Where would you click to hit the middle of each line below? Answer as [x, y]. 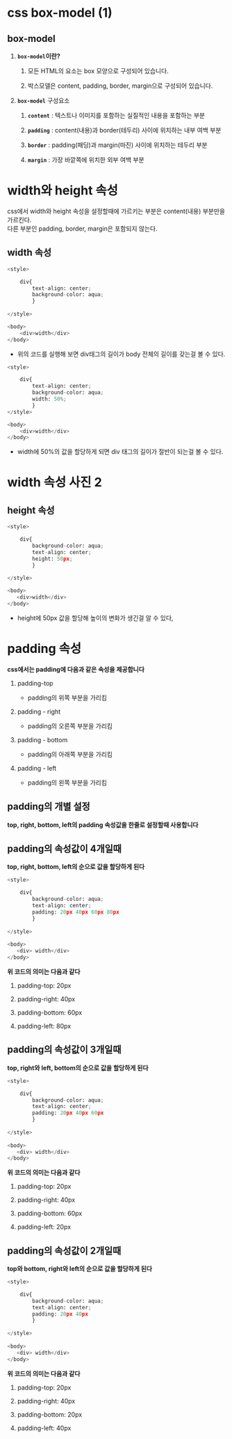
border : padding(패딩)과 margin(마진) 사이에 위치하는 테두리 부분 [117, 145]
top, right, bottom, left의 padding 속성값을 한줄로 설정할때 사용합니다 [103, 824]
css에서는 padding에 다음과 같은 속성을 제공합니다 [76, 669]
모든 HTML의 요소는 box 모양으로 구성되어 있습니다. [98, 71]
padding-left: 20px [44, 1227]
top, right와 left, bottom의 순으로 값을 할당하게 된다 [78, 1068]
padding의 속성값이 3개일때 [64, 1050]
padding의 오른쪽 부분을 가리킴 [70, 725]
